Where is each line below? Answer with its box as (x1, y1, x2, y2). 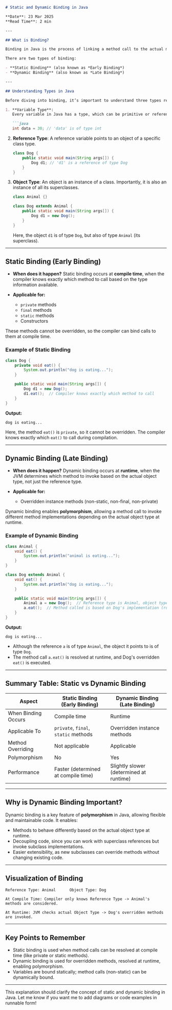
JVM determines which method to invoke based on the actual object (12, 473, 157, 479)
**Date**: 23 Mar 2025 (5, 14, 54, 19)
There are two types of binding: (5, 56, 77, 61)
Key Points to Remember (5, 933, 85, 942)
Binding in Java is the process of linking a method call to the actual (5, 47, 164, 52)
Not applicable (54, 742, 90, 750)
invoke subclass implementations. (12, 843, 84, 850)
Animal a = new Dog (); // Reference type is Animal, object (24, 601, 157, 606)
